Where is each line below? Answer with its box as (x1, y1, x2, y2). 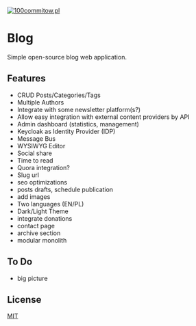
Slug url (16, 171, 40, 179)
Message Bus (16, 134, 56, 143)
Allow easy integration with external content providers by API (16, 113, 190, 121)
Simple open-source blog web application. (7, 53, 127, 61)
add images (16, 192, 51, 201)
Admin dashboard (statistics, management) (16, 120, 139, 128)
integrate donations (16, 214, 73, 222)
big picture (16, 274, 48, 282)
